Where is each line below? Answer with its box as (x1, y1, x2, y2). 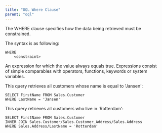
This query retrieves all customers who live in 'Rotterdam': (5, 105, 123, 111)
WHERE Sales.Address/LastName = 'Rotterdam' (5, 124, 98, 129)
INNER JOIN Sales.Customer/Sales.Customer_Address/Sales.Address (5, 119, 142, 124)
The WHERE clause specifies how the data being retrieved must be (5, 25, 142, 31)
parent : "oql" (5, 12, 35, 17)
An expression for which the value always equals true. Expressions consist (5, 63, 157, 69)
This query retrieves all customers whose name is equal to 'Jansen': (5, 83, 143, 89)
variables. (5, 73, 25, 79)
